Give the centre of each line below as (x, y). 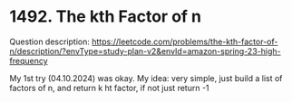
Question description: (50, 42)
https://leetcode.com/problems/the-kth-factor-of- (185, 42)
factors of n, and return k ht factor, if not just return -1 (110, 88)
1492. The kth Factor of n (106, 17)
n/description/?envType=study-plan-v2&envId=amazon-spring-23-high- (145, 51)
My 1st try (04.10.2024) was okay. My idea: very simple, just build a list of (146, 78)
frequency (29, 60)
